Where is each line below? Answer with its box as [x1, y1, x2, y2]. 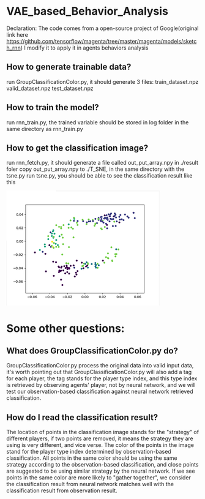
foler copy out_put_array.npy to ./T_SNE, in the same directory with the [6, 165, 185, 173]
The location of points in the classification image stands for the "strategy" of [6, 429, 199, 436]
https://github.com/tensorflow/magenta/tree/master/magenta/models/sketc [6, 37, 197, 45]
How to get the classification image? [6, 143, 149, 153]
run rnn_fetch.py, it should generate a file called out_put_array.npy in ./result [6, 159, 199, 167]
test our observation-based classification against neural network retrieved [6, 388, 194, 396]
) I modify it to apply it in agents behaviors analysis [20, 44, 149, 51]
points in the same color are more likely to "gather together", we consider [6, 474, 192, 481]
